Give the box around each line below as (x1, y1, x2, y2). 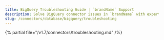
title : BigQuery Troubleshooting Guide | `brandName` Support (5, 7, 134, 12)
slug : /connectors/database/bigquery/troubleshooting (5, 16, 117, 21)
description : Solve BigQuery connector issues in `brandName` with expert (5, 12, 161, 17)
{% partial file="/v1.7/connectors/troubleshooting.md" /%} (5, 30, 123, 36)
